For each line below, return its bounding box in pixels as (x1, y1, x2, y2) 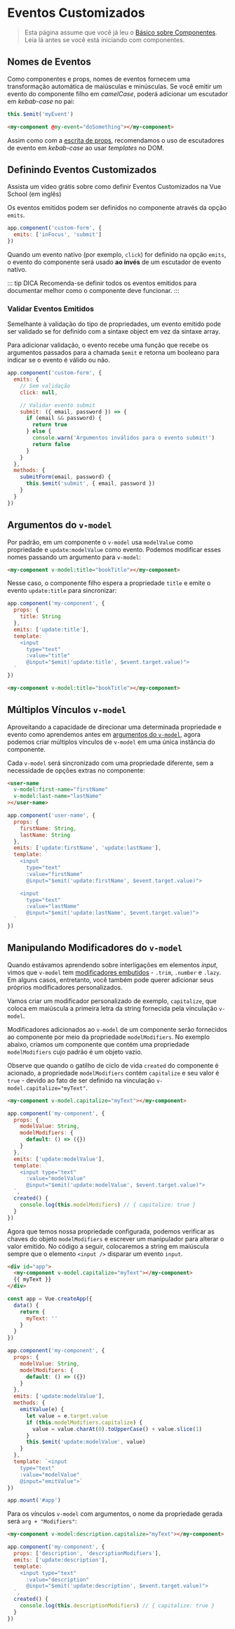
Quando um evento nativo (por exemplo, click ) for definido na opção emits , (7, 250, 227, 259)
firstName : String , (20, 825, 77, 832)
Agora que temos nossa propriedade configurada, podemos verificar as (7, 1227, 215, 1236)
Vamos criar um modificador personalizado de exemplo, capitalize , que (7, 996, 217, 1005)
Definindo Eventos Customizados (7, 164, 157, 176)
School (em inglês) (7, 190, 62, 198)
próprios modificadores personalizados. (7, 983, 123, 991)
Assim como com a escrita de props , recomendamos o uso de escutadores (7, 136, 224, 145)
